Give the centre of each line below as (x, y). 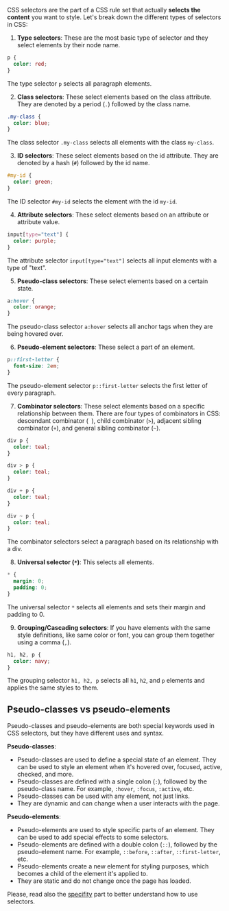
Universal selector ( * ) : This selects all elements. (85, 562)
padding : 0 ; (31, 587)
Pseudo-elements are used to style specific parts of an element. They (116, 830)
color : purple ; (35, 241)
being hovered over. (35, 334)
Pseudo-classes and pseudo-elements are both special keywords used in (111, 726)
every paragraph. (32, 393)
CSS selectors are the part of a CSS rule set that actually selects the (104, 10)
